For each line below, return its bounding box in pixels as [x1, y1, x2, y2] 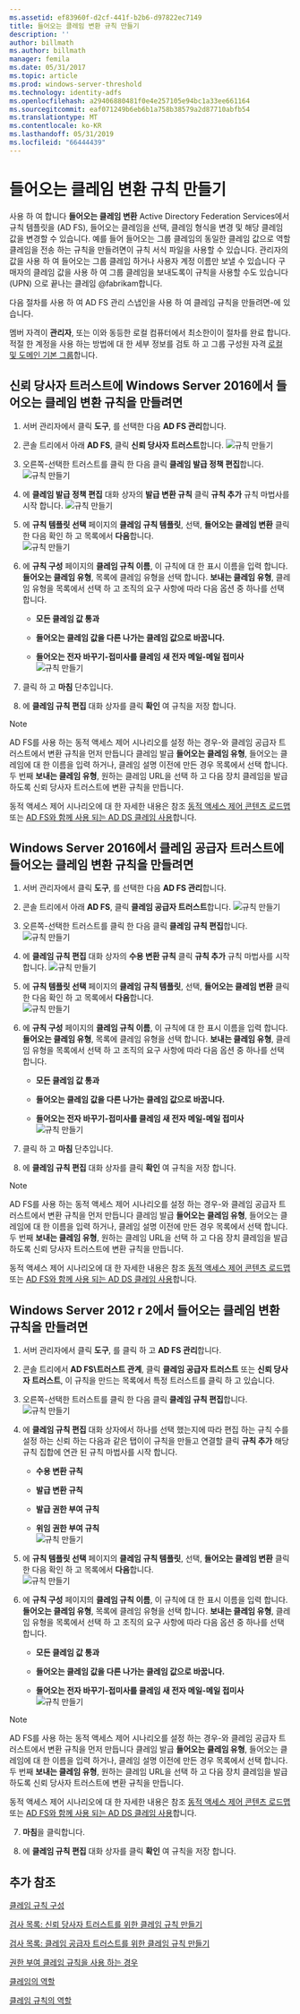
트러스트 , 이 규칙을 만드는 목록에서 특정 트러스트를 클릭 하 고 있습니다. [30, 1376, 275, 1386]
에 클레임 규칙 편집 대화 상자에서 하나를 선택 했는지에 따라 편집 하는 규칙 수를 [21, 1425, 289, 1436]
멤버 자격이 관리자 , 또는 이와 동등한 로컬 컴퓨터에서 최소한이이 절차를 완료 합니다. [9, 327, 291, 338]
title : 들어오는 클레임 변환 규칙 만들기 [9, 21, 140, 30]
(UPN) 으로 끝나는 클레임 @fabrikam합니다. [9, 278, 163, 288]
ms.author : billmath [9, 47, 87, 56]
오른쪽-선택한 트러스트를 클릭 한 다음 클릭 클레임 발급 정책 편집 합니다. [21, 459, 264, 469]
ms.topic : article [9, 72, 78, 81]
